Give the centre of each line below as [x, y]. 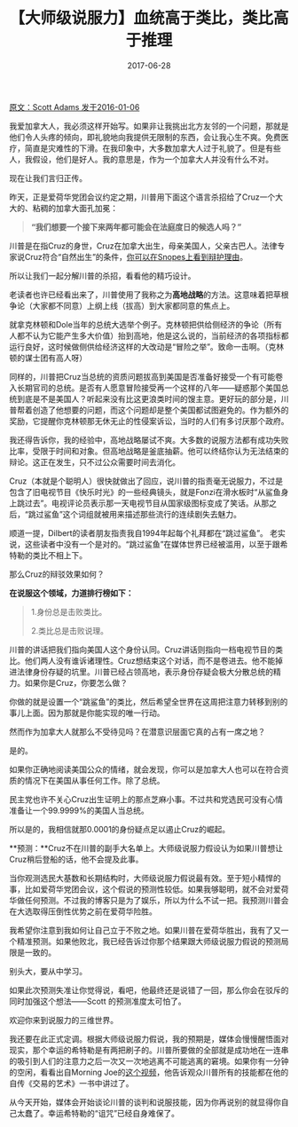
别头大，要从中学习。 [48, 971]
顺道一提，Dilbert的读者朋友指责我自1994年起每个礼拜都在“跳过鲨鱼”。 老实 [148, 532]
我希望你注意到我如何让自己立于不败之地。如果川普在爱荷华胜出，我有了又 [145, 930]
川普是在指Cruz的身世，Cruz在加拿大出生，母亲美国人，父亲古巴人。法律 [143, 246]
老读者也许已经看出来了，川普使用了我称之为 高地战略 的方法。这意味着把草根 [149, 295]
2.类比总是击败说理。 [70, 630]
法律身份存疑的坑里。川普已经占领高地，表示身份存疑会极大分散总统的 [145, 672]
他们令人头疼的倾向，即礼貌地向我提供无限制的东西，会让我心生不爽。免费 [145, 137]
